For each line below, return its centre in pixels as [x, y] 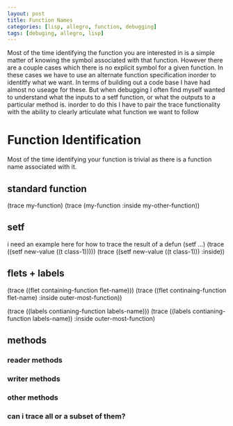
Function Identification [74, 140]
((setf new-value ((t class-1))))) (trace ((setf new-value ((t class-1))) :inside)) [116, 251]
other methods [33, 397]
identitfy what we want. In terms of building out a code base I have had [109, 82]
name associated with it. [42, 167]
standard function [47, 189]
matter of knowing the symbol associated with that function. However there [115, 61]
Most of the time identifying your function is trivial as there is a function [110, 159]
